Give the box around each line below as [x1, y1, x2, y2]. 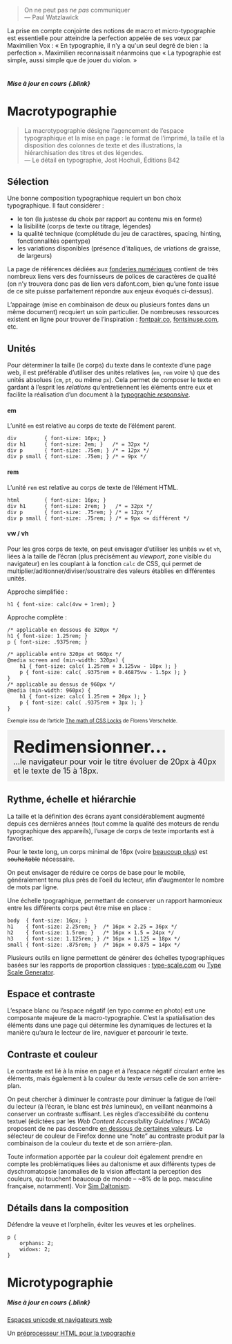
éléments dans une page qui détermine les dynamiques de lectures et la [7, 1021, 213, 1030]
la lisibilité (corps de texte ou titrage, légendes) [17, 222, 151, 230]
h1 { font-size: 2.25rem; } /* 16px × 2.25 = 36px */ [7, 923, 177, 930]
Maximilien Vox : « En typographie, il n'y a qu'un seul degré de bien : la [7, 42, 209, 49]
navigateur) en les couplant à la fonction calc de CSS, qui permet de [7, 559, 202, 567]
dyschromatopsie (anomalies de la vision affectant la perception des [7, 1168, 202, 1176]
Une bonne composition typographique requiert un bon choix [7, 194, 182, 203]
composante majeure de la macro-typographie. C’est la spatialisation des [7, 1014, 215, 1022]
